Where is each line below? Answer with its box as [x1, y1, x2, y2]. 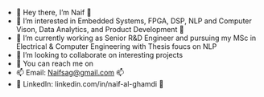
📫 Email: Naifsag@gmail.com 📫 [15, 68, 125, 77]
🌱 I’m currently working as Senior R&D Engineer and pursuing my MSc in [15, 33, 257, 42]
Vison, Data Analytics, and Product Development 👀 [15, 25, 184, 34]
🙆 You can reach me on [15, 59, 94, 68]
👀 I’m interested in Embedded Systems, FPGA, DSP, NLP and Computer [15, 16, 252, 26]
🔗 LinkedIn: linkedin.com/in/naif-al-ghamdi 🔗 [15, 79, 164, 88]
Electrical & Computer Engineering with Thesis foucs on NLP [15, 42, 217, 51]
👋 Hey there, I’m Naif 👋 [15, 8, 92, 17]
